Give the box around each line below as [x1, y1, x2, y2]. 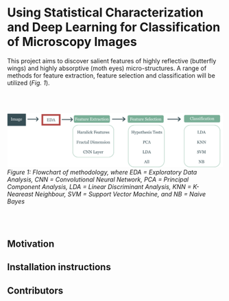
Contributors [7, 285, 64, 296]
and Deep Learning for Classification [7, 19, 221, 35]
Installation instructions [7, 261, 111, 273]
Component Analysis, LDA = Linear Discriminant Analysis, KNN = [7, 183, 192, 191]
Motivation [7, 238, 55, 249]
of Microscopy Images [7, 34, 137, 49]
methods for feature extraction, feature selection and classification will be [7, 71, 216, 80]
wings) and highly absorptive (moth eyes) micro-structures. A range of [7, 64, 207, 72]
